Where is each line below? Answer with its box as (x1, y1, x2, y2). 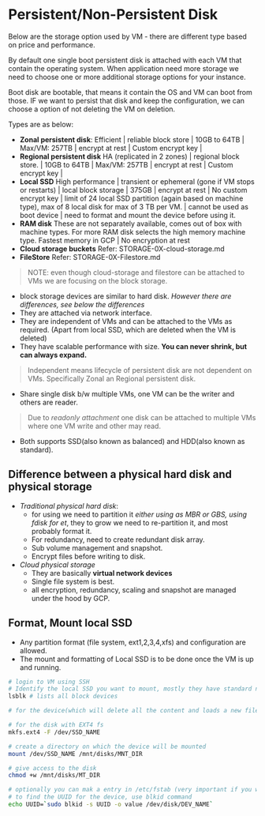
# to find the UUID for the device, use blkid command (8, 793, 192, 801)
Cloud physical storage (19, 559, 96, 570)
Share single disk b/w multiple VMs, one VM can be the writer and (19, 389, 235, 398)
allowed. (19, 645, 47, 655)
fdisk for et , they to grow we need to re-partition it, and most (31, 517, 229, 527)
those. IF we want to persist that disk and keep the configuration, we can (8, 96, 245, 105)
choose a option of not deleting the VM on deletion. (8, 104, 176, 114)
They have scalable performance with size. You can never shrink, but (19, 341, 247, 351)
